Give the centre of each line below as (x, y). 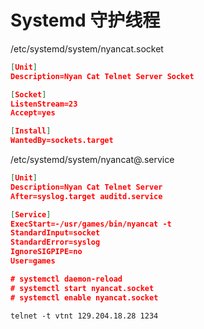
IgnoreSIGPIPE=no (46, 252)
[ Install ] (31, 131)
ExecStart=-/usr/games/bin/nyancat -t (91, 224)
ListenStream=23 (44, 104)
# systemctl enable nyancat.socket (84, 297)
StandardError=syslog (55, 242)
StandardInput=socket (55, 233)
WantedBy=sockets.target (62, 141)
